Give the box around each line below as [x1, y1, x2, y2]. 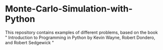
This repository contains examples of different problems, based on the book [5, 29, 158, 35]
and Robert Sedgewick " [5, 39, 54, 45]
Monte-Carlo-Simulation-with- [5, 3, 133, 14]
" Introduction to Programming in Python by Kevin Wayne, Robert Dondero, [5, 35, 155, 40]
